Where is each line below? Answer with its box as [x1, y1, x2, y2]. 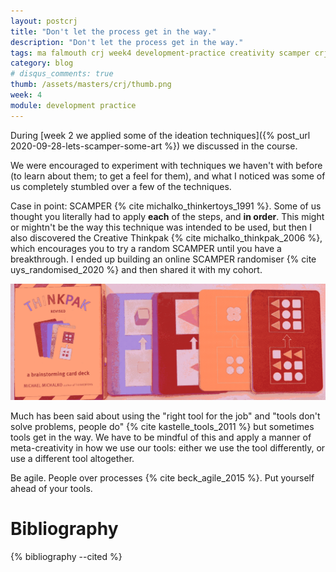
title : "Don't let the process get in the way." [10, 26, 217, 37]
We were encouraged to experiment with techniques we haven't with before [10, 159, 323, 171]
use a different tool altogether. [10, 453, 135, 465]
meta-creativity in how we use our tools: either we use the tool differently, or [10, 442, 326, 454]
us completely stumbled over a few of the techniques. [10, 180, 232, 192]
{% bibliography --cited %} [10, 551, 123, 563]
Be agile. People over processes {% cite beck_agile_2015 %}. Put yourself [10, 472, 315, 484]
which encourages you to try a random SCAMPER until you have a [10, 242, 282, 254]
